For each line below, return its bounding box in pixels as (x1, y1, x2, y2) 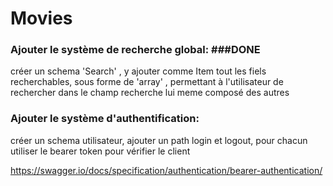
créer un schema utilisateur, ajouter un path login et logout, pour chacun (10, 134, 308, 146)
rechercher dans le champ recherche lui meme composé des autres (10, 87, 290, 99)
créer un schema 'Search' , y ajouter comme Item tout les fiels (10, 65, 267, 77)
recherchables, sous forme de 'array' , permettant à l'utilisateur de (10, 76, 284, 88)
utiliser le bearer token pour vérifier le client (10, 145, 191, 157)
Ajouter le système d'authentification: (10, 112, 200, 126)
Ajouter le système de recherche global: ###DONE (10, 43, 261, 57)
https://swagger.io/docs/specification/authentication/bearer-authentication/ (10, 164, 323, 176)
